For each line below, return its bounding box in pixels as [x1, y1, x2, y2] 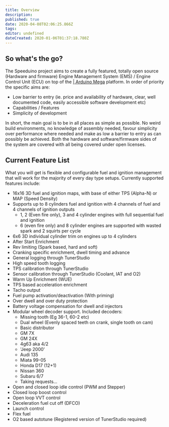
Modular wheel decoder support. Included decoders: [12, 308, 123, 315]
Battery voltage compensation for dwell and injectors [12, 303, 123, 309]
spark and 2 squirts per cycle [20, 227, 81, 234]
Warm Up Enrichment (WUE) [12, 276, 72, 282]
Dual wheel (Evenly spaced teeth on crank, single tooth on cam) [20, 319, 153, 325]
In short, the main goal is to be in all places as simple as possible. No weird [5, 120, 161, 126]
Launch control [12, 405, 44, 411]
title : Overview [5, 7, 39, 13]
